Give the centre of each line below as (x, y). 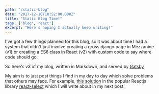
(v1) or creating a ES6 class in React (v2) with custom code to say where (78, 52)
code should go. (22, 57)
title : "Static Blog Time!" (34, 19)
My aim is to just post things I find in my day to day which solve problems (79, 76)
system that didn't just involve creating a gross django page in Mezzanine (79, 47)
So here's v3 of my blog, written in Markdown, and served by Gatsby (75, 67)
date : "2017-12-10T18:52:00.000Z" (40, 14)
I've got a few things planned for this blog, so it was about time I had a (76, 41)
